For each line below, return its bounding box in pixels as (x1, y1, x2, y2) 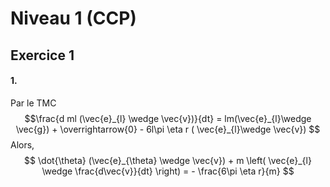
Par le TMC (10, 97, 57, 109)
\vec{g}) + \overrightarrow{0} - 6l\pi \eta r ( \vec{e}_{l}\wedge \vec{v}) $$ (15, 123, 321, 135)
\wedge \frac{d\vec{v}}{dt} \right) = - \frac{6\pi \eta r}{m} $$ (41, 165, 295, 177)
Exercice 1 (10, 47, 75, 64)
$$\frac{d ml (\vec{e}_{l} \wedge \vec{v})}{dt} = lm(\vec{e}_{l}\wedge (24, 112, 312, 124)
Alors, (10, 138, 35, 151)
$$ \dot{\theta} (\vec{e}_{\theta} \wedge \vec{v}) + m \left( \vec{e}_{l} (24, 154, 312, 166)
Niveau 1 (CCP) (10, 7, 137, 30)
